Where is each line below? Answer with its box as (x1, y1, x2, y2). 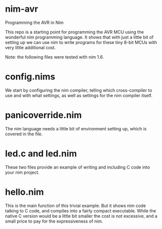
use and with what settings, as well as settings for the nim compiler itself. (5, 92, 153, 98)
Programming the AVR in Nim (5, 20, 64, 25)
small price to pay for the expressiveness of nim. (5, 218, 103, 224)
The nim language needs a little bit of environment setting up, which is (5, 125, 147, 131)
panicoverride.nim (5, 110, 82, 121)
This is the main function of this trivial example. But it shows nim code (5, 203, 146, 208)
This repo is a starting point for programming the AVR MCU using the (5, 29, 144, 35)
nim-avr (5, 3, 38, 15)
